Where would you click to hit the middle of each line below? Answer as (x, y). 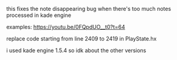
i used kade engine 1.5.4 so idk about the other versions (76, 50)
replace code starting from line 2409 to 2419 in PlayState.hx (82, 38)
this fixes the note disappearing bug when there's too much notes (89, 9)
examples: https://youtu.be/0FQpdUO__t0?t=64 (66, 27)
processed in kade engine (39, 15)
